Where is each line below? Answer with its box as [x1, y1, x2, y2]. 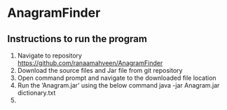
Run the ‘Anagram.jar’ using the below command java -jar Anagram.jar [17, 81, 220, 89]
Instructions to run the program [7, 33, 147, 45]
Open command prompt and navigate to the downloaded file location [17, 74, 216, 82]
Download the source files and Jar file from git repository [17, 67, 183, 74]
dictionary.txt [17, 89, 56, 97]
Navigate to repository [17, 51, 83, 60]
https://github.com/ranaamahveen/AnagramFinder [17, 59, 163, 67]
